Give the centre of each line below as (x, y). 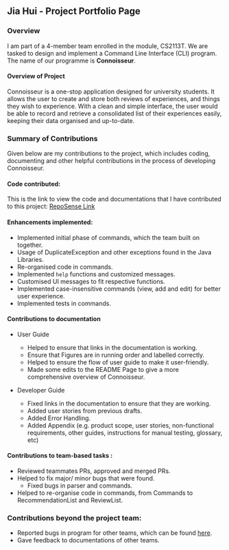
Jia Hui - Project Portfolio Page (74, 11)
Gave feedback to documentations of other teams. (88, 540)
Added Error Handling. (59, 418)
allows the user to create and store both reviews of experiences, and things (114, 98)
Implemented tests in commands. (64, 303)
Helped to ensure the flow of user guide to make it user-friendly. (118, 362)
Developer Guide (41, 390)
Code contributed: (34, 184)
